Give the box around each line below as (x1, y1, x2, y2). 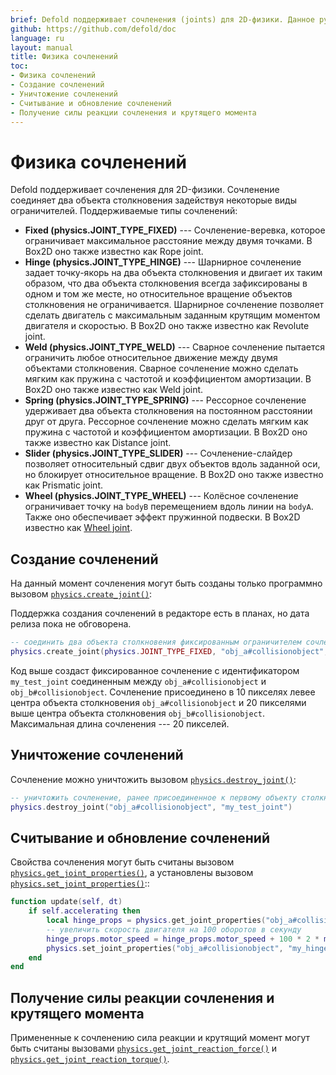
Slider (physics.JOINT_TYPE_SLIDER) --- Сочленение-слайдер (24, 447, 293, 460)
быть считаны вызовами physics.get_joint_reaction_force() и (10, 1042, 278, 1055)
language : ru (10, 33, 65, 43)
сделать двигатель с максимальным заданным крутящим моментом (24, 309, 321, 321)
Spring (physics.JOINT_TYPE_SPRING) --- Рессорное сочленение (24, 394, 307, 406)
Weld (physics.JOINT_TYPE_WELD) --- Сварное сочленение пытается (24, 341, 326, 353)
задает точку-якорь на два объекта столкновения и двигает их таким (24, 267, 323, 279)
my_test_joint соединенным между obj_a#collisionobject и (10, 675, 267, 687)
